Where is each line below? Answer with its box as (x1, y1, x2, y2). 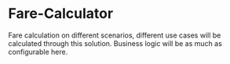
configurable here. (8, 47, 68, 56)
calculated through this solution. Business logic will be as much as (8, 38, 222, 48)
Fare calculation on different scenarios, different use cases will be (8, 30, 221, 40)
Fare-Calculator (8, 5, 114, 23)
